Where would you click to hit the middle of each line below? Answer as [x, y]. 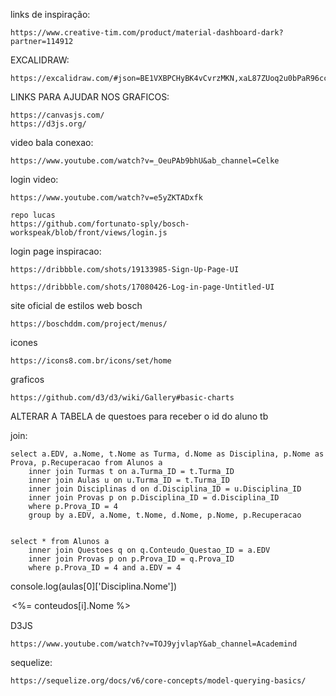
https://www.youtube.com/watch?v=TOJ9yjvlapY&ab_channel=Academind [154, 644]
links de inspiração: [50, 14]
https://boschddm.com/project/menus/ [89, 324]
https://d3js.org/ [48, 124]
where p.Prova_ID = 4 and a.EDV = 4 [105, 568]
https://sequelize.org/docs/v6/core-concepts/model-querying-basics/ [158, 681]
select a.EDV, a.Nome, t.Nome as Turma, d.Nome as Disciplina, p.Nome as [167, 454]
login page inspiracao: [56, 251]
